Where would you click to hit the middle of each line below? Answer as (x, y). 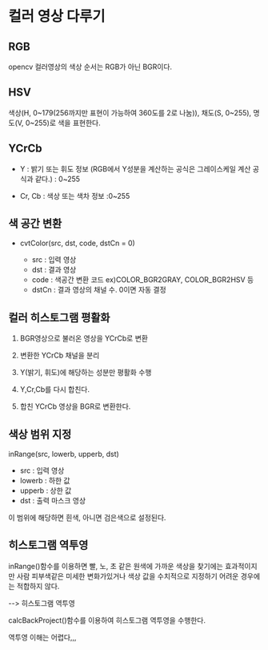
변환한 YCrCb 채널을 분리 (60, 355)
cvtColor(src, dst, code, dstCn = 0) (78, 243)
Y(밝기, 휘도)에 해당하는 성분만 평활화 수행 (86, 373)
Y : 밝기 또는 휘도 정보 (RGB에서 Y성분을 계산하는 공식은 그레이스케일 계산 (135, 168)
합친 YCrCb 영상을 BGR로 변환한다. (75, 406)
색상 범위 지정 (40, 434)
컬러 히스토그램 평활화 (59, 317)
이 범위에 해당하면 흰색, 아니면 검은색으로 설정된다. (87, 518)
